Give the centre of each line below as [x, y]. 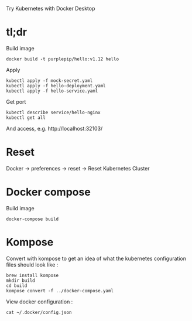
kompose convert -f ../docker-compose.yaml [60, 291]
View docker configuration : [40, 302]
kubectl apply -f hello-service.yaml [52, 91]
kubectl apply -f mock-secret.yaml [49, 81]
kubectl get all [26, 117]
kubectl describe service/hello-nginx [53, 112]
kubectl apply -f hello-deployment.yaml [56, 86]
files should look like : [32, 264]
